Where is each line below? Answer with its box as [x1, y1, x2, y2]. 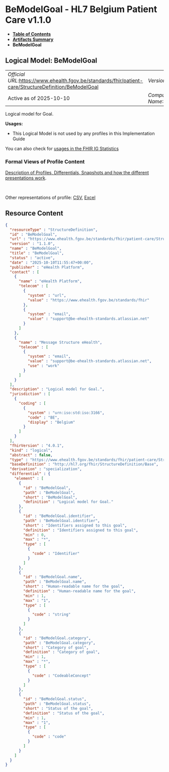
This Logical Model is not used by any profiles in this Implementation [12, 130, 155, 136]
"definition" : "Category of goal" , [23, 650, 100, 655]
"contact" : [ [10, 269, 39, 275]
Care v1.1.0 [5, 14, 52, 26]
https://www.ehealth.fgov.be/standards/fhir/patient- [19, 77, 143, 84]
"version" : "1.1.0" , [10, 241, 55, 246]
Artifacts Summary [12, 36, 54, 42]
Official [8, 71, 25, 78]
